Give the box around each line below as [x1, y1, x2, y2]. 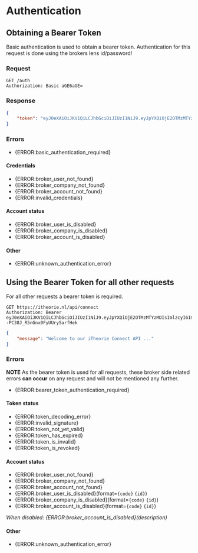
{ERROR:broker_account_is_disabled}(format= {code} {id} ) [14, 503, 156, 510]
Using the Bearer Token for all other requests [6, 277, 174, 287]
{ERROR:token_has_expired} [14, 432, 84, 439]
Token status [6, 400, 39, 407]
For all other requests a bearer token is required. [6, 293, 124, 300]
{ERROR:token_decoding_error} [14, 413, 91, 421]
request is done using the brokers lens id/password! [6, 50, 133, 57]
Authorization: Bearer [6, 309, 62, 315]
